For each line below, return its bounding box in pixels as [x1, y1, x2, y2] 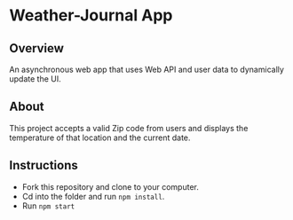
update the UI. [9, 74, 61, 84]
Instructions [9, 158, 78, 173]
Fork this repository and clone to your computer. [21, 181, 200, 192]
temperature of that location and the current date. [9, 132, 191, 143]
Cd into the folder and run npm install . [21, 191, 165, 201]
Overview [9, 41, 65, 56]
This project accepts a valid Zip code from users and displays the [9, 122, 249, 133]
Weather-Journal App [9, 5, 173, 26]
